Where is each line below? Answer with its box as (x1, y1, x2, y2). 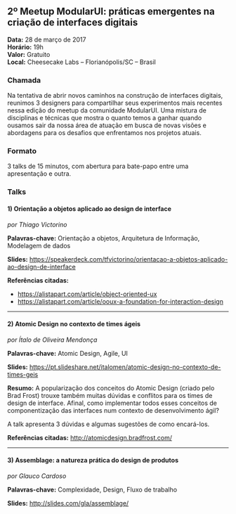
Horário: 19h (7, 42, 44, 51)
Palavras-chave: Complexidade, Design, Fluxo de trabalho (7, 485, 178, 494)
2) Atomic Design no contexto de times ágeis (7, 320, 141, 328)
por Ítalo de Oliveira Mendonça (7, 335, 98, 344)
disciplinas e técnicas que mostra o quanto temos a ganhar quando (7, 114, 202, 122)
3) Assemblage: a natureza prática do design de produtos (7, 456, 179, 465)
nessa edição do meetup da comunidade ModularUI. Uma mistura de (7, 106, 207, 115)
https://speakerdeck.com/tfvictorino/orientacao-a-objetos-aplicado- (29, 255, 228, 263)
